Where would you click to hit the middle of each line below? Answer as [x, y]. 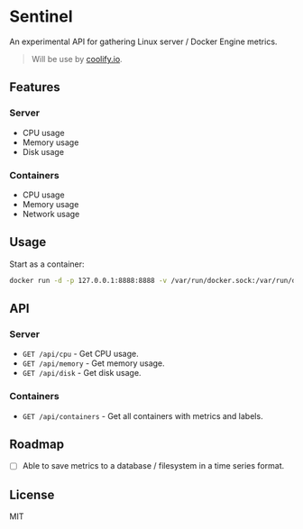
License [32, 494]
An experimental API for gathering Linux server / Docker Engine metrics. [143, 41]
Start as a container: [47, 264]
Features [35, 87]
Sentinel [41, 17]
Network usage [51, 214]
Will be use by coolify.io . [77, 59]
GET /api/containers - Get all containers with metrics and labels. [142, 415]
